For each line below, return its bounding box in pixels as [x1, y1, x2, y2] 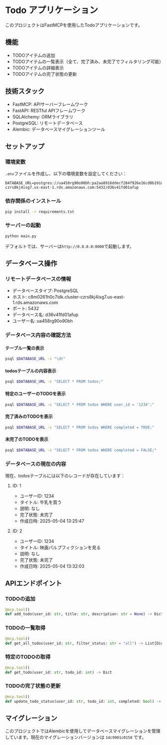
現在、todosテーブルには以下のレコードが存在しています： [5, 472, 125, 478]
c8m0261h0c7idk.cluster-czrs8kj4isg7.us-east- [28, 294, 125, 300]
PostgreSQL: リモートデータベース [12, 120, 83, 126]
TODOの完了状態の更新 [5, 683, 61, 690]
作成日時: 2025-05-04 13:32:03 [19, 563, 84, 569]
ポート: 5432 [12, 306, 39, 312]
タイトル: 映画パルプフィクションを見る [19, 544, 101, 550]
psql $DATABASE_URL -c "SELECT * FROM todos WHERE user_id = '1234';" [5, 402, 155, 407]
